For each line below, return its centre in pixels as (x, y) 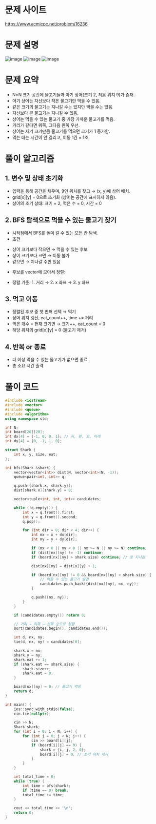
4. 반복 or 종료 (26, 347)
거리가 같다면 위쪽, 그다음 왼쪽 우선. (46, 125)
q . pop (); (31, 521)
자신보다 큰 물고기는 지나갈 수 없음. (45, 113)
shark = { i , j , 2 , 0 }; (63, 750)
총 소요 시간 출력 (28, 366)
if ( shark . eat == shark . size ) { (47, 664)
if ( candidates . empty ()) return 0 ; (50, 615)
